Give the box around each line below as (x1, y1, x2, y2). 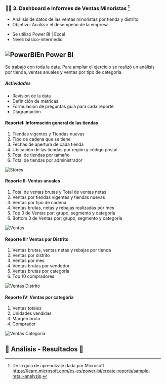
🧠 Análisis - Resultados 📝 (5, 345, 84, 353)
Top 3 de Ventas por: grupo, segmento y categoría (12, 210, 116, 216)
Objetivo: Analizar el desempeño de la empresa (12, 21, 109, 27)
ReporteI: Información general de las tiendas (5, 120, 99, 126)
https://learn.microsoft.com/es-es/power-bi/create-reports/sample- (12, 368, 151, 374)
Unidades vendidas (12, 310, 52, 316)
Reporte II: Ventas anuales (5, 178, 61, 184)
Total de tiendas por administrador (12, 157, 83, 163)
